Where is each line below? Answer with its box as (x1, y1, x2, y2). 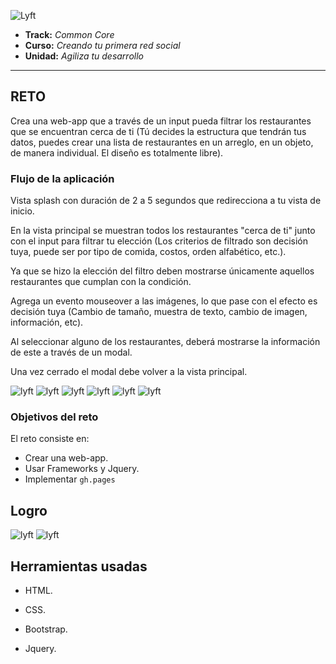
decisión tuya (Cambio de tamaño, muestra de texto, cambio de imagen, (10, 306, 308, 318)
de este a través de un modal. (10, 346, 133, 359)
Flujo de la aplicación (10, 171, 115, 185)
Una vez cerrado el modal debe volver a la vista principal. (10, 366, 248, 378)
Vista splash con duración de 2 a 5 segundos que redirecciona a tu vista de (10, 195, 322, 207)
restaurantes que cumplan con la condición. (10, 276, 192, 288)
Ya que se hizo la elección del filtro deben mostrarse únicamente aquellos (10, 265, 315, 277)
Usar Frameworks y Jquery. (24, 463, 140, 475)
